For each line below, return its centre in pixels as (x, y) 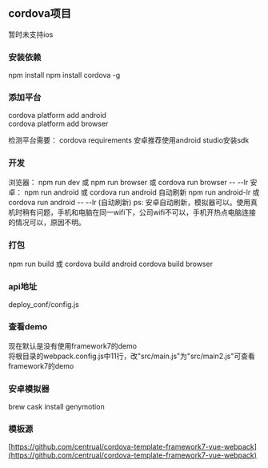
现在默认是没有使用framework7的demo (73, 345)
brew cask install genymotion (57, 406)
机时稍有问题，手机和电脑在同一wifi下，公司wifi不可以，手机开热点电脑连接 (132, 212)
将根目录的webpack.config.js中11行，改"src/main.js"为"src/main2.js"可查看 (132, 356)
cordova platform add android (57, 115)
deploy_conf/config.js (44, 305)
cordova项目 (40, 14)
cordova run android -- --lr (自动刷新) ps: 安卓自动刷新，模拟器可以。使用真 (133, 202)
